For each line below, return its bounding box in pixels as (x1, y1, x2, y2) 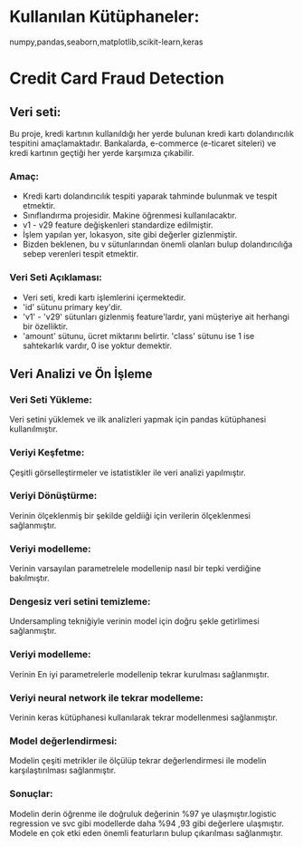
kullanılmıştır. (9, 423, 59, 434)
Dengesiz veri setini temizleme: (9, 596, 151, 608)
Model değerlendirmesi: (9, 735, 118, 747)
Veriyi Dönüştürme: (9, 490, 98, 502)
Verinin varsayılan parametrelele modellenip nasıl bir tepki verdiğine (9, 563, 261, 574)
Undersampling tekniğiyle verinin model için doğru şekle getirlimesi (9, 616, 260, 627)
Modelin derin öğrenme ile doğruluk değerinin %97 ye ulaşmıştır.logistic (9, 808, 277, 819)
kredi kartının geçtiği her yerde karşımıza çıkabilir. (9, 147, 194, 158)
